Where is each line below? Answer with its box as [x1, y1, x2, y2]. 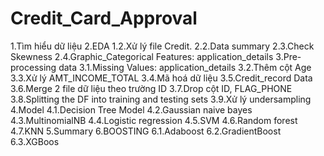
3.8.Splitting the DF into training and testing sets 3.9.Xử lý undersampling [10, 93, 312, 105]
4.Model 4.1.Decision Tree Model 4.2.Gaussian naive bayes [10, 103, 253, 116]
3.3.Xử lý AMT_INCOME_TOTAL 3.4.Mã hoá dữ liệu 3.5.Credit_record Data [10, 72, 313, 84]
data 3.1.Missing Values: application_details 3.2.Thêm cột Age [58, 61, 312, 73]
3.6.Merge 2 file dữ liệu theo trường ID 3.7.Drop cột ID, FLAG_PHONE [10, 82, 293, 94]
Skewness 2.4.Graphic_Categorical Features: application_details [10, 50, 274, 62]
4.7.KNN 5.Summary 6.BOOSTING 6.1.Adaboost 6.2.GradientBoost [10, 125, 282, 137]
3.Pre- [275, 50, 302, 62]
